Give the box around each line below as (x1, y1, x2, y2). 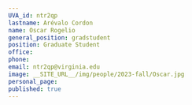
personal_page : (8, 77, 58, 85)
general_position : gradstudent (8, 33, 111, 42)
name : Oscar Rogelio (8, 26, 76, 34)
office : (8, 48, 34, 56)
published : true (8, 84, 61, 93)
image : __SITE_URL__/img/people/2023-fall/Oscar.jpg (8, 70, 185, 78)
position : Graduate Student (8, 41, 101, 49)
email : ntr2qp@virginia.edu (8, 63, 101, 71)
